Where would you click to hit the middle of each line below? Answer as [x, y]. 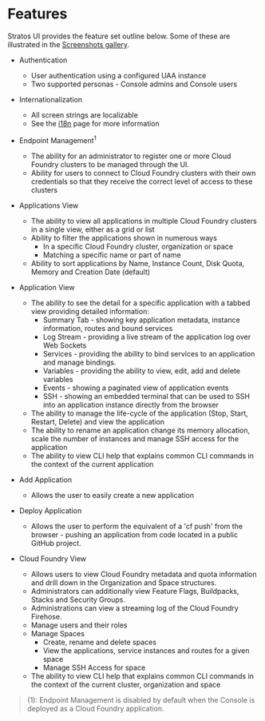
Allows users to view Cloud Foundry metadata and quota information [144, 574]
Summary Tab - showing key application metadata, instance [141, 320]
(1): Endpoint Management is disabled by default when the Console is [141, 699]
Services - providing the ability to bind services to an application [149, 353]
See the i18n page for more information [95, 123]
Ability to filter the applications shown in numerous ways [124, 237]
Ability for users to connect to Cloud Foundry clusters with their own [143, 173]
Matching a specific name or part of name [112, 255]
